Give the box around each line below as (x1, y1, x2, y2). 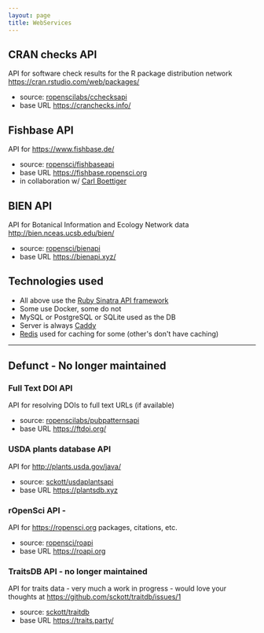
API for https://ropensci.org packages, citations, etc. (8, 523, 178, 532)
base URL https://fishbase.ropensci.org (19, 168, 148, 178)
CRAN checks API (8, 48, 97, 61)
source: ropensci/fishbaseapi (19, 160, 115, 169)
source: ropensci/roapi (19, 538, 93, 547)
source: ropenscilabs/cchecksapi (19, 92, 127, 102)
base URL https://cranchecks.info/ (19, 101, 131, 110)
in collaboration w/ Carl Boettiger (19, 176, 127, 186)
